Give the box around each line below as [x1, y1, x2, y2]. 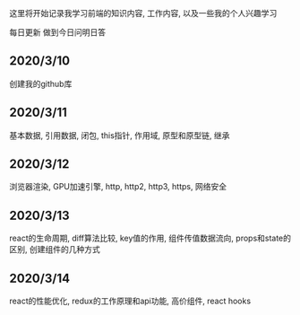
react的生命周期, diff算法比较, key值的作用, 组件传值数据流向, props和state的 [9, 232, 292, 244]
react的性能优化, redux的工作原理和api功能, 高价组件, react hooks [9, 295, 252, 307]
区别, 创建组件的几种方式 [9, 244, 100, 255]
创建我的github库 [9, 78, 73, 89]
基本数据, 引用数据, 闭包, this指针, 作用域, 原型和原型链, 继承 [9, 129, 230, 141]
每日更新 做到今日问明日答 [9, 27, 106, 38]
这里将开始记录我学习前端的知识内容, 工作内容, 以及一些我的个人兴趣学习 [9, 8, 278, 18]
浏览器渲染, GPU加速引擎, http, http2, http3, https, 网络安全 [9, 181, 227, 192]
